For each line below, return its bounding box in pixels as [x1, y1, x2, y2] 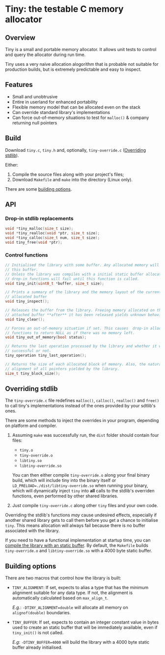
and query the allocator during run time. [5, 52, 86, 57]
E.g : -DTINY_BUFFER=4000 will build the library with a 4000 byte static [12, 639, 150, 645]
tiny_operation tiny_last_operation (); [5, 353, 87, 358]
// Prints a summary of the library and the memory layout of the [5, 290, 144, 295]
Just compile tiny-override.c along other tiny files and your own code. [12, 503, 158, 509]
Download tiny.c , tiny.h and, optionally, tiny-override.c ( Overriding [5, 147, 146, 153]
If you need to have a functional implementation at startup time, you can [5, 537, 151, 543]
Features [5, 81, 33, 89]
